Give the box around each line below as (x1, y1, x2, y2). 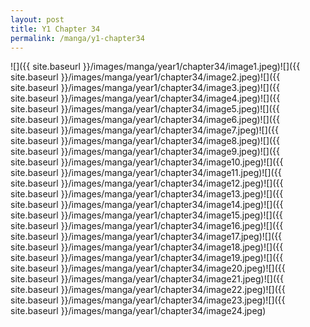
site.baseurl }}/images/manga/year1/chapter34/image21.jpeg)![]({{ (10, 273, 284, 285)
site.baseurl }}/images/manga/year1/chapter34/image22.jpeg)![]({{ (10, 284, 286, 296)
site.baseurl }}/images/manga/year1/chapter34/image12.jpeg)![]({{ (10, 177, 284, 190)
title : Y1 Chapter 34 (10, 24, 101, 34)
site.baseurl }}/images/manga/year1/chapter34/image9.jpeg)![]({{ (10, 146, 281, 158)
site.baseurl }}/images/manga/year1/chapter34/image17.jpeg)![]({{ (10, 231, 283, 243)
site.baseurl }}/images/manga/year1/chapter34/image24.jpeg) (10, 305, 267, 317)
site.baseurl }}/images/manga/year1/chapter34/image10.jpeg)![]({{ (10, 156, 284, 168)
